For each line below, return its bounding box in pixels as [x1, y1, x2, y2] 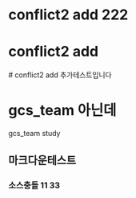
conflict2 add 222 [8, 6, 129, 24]
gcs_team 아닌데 [8, 101, 117, 120]
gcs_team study [8, 129, 61, 138]
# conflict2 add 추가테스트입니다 [8, 70, 112, 80]
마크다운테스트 [8, 154, 77, 167]
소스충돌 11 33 [8, 179, 61, 191]
